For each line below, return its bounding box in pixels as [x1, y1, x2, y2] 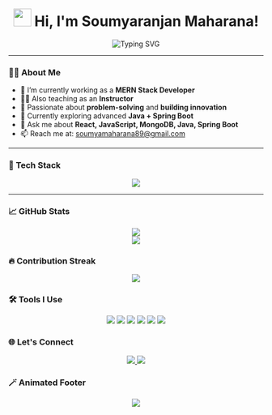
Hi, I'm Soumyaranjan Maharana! [34, 12, 259, 31]
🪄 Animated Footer [8, 377, 87, 388]
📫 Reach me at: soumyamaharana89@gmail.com [19, 129, 186, 139]
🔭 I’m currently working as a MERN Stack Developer [19, 85, 196, 95]
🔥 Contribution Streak [8, 255, 96, 267]
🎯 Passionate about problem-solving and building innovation [19, 102, 227, 113]
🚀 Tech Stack [8, 160, 62, 171]
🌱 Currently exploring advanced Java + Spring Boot [19, 111, 194, 121]
